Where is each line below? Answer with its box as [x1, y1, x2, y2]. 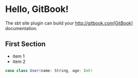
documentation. [5, 25, 38, 31]
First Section [5, 40, 46, 48]
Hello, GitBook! [5, 3, 69, 15]
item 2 [12, 58, 26, 64]
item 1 [12, 53, 25, 59]
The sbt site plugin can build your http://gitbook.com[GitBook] [5, 20, 133, 26]
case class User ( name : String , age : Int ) [5, 68, 93, 73]
